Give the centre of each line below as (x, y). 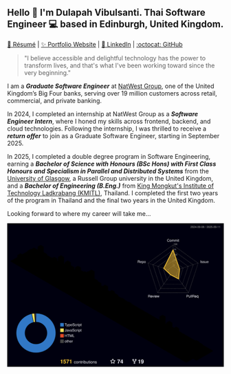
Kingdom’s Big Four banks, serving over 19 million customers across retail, (112, 93)
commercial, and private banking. (54, 100)
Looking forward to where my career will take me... (79, 213)
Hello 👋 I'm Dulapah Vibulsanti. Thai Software (107, 13)
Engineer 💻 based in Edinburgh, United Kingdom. (115, 24)
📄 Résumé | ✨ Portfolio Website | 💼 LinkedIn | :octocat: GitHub (95, 44)
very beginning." (47, 72)
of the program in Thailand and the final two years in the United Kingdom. (111, 200)
